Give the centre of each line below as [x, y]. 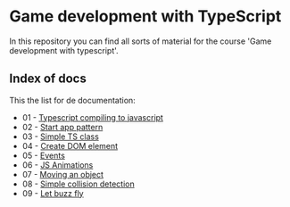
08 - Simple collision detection [79, 184]
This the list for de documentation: [72, 100]
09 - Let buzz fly [53, 193]
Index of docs [48, 79]
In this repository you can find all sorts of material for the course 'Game [141, 41]
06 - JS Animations [58, 165]
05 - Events [43, 155]
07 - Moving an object [63, 174]
